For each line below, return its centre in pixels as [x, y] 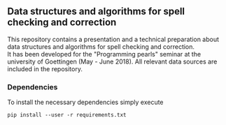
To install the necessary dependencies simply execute [85, 102]
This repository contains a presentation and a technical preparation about [113, 39]
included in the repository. [45, 68]
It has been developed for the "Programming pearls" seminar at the [104, 54]
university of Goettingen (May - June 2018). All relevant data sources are [112, 61]
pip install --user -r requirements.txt [67, 115]
